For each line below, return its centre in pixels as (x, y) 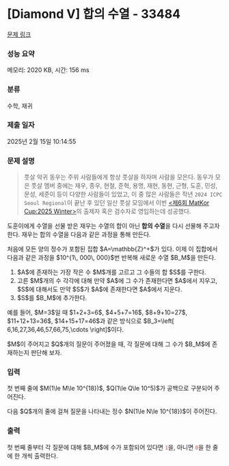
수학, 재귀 (20, 106)
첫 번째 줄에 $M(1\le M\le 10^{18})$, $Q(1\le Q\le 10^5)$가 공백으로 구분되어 (110, 389)
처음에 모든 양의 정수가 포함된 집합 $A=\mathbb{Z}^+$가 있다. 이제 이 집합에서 (112, 249)
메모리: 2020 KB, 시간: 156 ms (48, 70)
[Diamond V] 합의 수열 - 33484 (94, 14)
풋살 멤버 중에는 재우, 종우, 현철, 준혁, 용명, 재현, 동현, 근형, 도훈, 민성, (124, 186)
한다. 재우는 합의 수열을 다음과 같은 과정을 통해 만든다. (79, 234)
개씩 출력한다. (40, 456)
